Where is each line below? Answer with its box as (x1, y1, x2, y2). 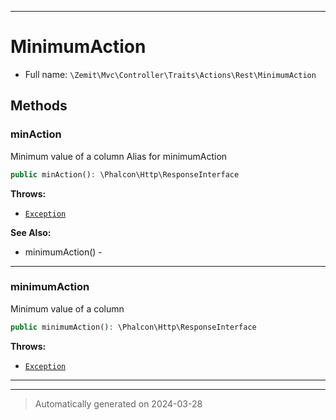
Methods (10, 97, 68, 115)
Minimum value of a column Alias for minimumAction (10, 150, 228, 162)
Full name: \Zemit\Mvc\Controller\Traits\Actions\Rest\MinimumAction (24, 68, 317, 80)
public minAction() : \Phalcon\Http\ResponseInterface (10, 169, 240, 180)
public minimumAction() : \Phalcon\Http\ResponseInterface (10, 322, 257, 332)
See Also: (10, 226, 52, 238)
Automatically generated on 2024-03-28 (34, 397, 203, 410)
